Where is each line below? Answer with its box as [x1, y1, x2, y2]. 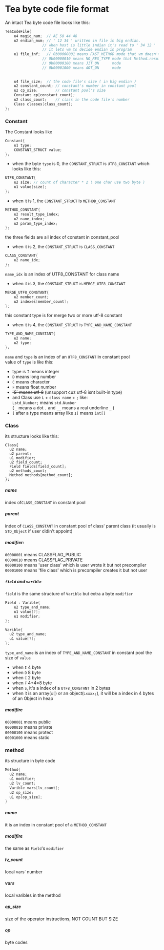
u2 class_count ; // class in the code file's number [14, 97, 130, 102]
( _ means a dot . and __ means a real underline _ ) [12, 404, 115, 411]
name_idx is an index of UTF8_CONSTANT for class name [5, 271, 120, 277]
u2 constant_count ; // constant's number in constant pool [14, 84, 137, 88]
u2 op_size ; [9, 790, 34, 795]
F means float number [12, 384, 57, 390]
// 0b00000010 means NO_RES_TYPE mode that [42, 56, 132, 62]
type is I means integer [12, 368, 60, 374]
